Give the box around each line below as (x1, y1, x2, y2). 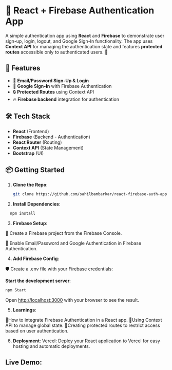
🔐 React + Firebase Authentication (5, 5, 155, 16)
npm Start (5, 288, 27, 293)
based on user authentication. (5, 328, 69, 334)
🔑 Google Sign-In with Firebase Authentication (12, 83, 112, 89)
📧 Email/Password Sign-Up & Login (12, 77, 89, 84)
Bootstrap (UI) (12, 150, 44, 156)
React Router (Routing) (12, 139, 62, 145)
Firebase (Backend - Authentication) (12, 134, 91, 140)
